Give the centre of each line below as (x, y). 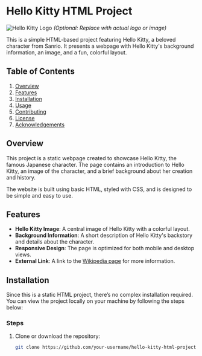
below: (14, 308)
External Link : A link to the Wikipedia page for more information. (95, 261)
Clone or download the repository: (58, 336)
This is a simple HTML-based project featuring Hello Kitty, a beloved (91, 39)
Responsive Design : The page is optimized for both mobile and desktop (105, 248)
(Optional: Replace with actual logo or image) (110, 28)
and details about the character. (55, 242)
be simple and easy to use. (40, 195)
